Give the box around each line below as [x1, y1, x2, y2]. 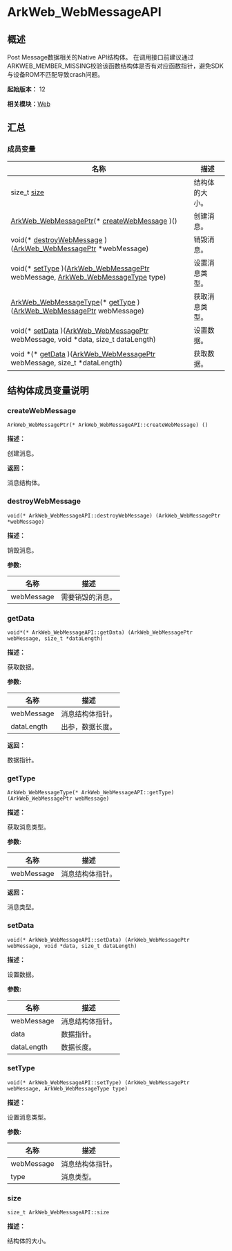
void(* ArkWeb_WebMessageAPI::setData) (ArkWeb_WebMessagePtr [7, 936, 190, 943]
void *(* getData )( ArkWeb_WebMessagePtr [10, 349, 156, 358]
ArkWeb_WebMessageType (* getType [10, 297, 136, 307]
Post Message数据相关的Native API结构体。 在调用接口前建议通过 [7, 53, 194, 61]
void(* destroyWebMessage [10, 235, 103, 244]
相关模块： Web [7, 100, 50, 108]
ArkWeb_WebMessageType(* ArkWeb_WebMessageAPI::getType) [7, 789, 175, 796]
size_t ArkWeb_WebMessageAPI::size [7, 1209, 110, 1216]
